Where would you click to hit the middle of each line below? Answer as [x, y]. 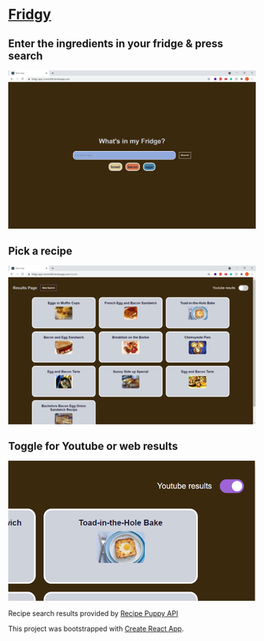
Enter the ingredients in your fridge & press [116, 44]
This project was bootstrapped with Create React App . [96, 629]
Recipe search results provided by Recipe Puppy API [93, 613]
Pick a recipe [40, 251]
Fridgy [30, 15]
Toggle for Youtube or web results [93, 446]
